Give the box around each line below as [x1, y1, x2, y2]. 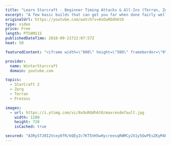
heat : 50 [5, 41, 24, 46]
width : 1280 [14, 115, 40, 120]
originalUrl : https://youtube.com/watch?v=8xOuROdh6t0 [5, 17, 124, 22]
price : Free [5, 26, 31, 31]
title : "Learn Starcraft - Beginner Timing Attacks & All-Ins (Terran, [5, 7, 160, 13]
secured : [5, 133, 24, 138]
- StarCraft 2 [10, 82, 40, 87]
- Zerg [10, 87, 24, 92]
